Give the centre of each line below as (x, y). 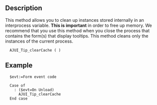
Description (24, 8)
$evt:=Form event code (33, 77)
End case (19, 99)
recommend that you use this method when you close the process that (78, 30)
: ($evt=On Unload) (34, 90)
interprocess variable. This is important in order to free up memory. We (79, 25)
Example (19, 66)
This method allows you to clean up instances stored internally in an (75, 20)
